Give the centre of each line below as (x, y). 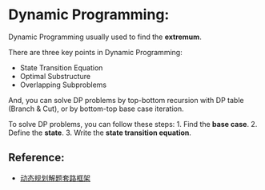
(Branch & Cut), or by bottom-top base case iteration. (96, 109)
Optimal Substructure (55, 76)
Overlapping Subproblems (63, 85)
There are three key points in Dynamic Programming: (95, 52)
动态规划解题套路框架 (55, 178)
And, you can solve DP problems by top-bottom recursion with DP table (126, 100)
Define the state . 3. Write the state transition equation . (100, 133)
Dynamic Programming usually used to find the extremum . (105, 37)
